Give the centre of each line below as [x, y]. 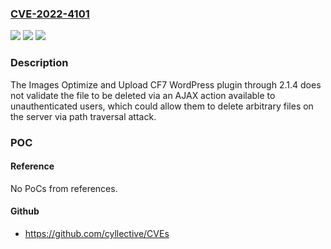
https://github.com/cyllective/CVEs [97, 233]
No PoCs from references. [64, 188]
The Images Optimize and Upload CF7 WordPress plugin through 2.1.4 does [166, 84]
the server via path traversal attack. [83, 116]
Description [39, 63]
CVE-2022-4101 [50, 14]
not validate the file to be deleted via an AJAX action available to [143, 95]
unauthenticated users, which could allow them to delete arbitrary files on [162, 106]
